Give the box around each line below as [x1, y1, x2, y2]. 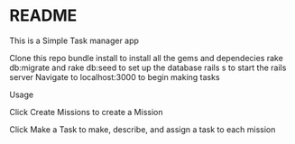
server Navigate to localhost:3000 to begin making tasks [9, 71, 220, 82]
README [9, 5, 78, 26]
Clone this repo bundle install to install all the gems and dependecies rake [9, 52, 284, 63]
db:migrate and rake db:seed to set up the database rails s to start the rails [9, 62, 287, 73]
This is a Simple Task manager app [9, 35, 140, 46]
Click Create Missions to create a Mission [9, 106, 163, 117]
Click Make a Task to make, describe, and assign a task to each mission [9, 123, 276, 135]
